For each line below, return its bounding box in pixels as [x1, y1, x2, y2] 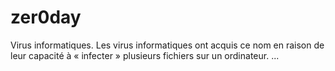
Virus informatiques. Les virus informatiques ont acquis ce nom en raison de [10, 39, 325, 51]
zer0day [10, 6, 82, 29]
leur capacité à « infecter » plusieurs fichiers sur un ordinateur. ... [10, 49, 280, 61]
